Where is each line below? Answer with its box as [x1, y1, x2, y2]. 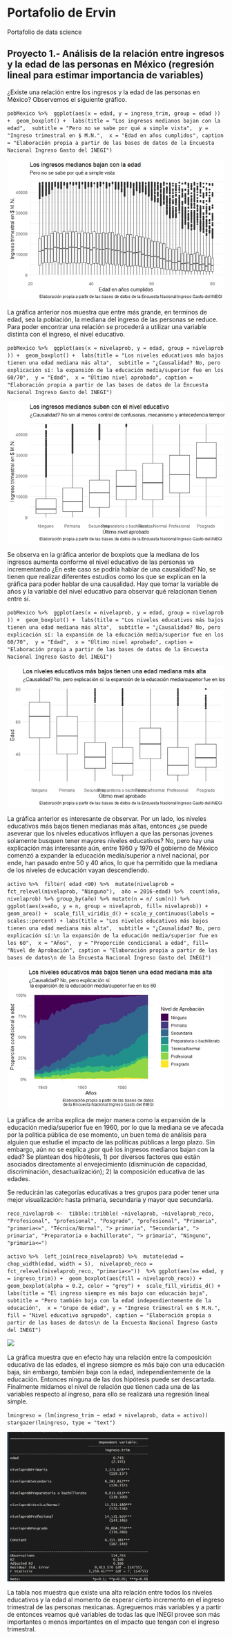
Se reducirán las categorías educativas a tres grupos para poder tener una [7, 1188, 220, 1196]
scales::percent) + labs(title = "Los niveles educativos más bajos [7, 918, 209, 925]
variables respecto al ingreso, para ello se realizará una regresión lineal [7, 1390, 210, 1398]
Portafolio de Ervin [7, 5, 116, 21]
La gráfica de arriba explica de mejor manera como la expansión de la [7, 1115, 206, 1124]
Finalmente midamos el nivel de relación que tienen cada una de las [7, 1382, 200, 1390]
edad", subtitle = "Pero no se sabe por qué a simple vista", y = [7, 125, 209, 132]
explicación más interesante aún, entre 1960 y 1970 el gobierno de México [7, 844, 218, 853]
